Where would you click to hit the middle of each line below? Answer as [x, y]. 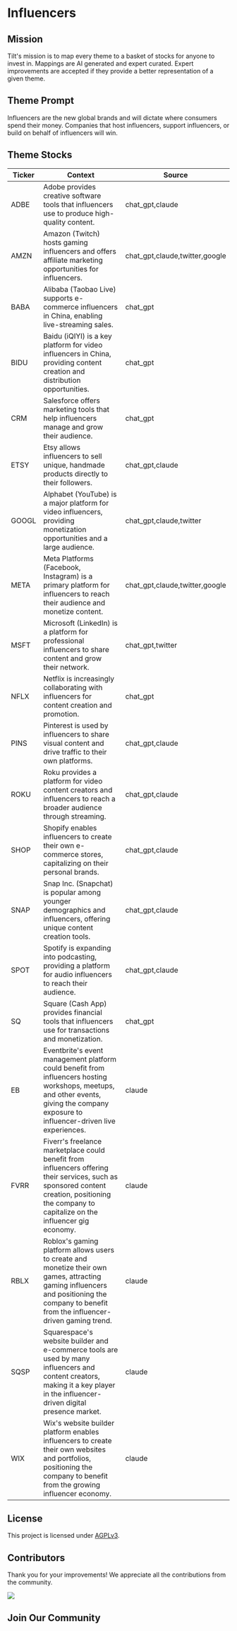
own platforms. [68, 761]
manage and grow [73, 427]
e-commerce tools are [81, 1349]
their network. [66, 667]
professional [64, 641]
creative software [72, 196]
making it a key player [79, 1384]
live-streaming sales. [79, 324]
